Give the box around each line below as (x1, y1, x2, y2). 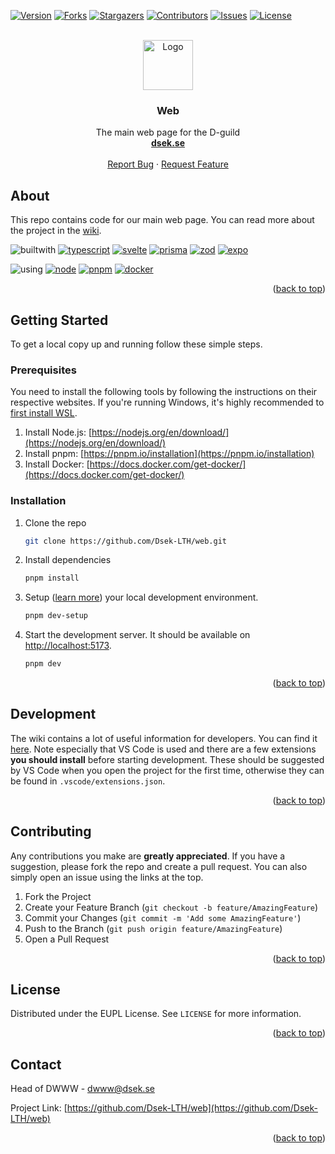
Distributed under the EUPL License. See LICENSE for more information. (10, 1008, 302, 1020)
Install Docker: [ (24, 458, 90, 470)
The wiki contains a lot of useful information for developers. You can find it (10, 732, 318, 744)
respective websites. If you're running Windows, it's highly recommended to (10, 396, 325, 409)
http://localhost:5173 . (24, 640, 112, 652)
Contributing (10, 823, 92, 840)
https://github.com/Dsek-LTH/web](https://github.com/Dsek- (66, 1102, 319, 1114)
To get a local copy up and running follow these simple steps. (10, 338, 263, 350)
